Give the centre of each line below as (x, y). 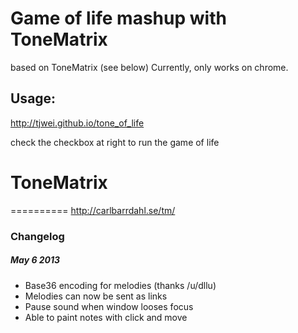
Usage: (33, 98)
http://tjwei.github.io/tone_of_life (77, 123)
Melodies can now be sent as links (96, 296)
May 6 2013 (35, 260)
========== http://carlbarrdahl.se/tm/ (93, 210)
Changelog (37, 236)
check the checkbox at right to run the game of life (115, 142)
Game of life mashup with (118, 18)
